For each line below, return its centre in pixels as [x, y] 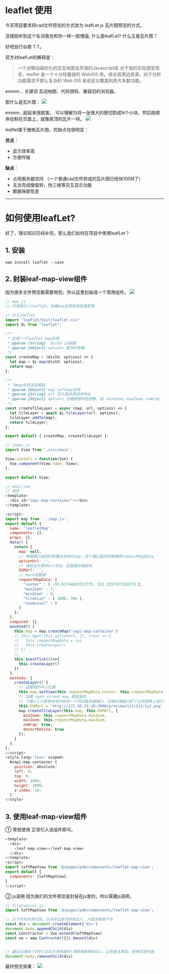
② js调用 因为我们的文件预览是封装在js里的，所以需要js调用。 [70, 896]
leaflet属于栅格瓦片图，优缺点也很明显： [47, 129]
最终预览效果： [21, 966]
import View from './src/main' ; [39, 450]
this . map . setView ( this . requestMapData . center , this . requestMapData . [92, 692]
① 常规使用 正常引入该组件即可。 [40, 829]
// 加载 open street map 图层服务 [52, 697]
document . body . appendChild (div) [39, 929]
